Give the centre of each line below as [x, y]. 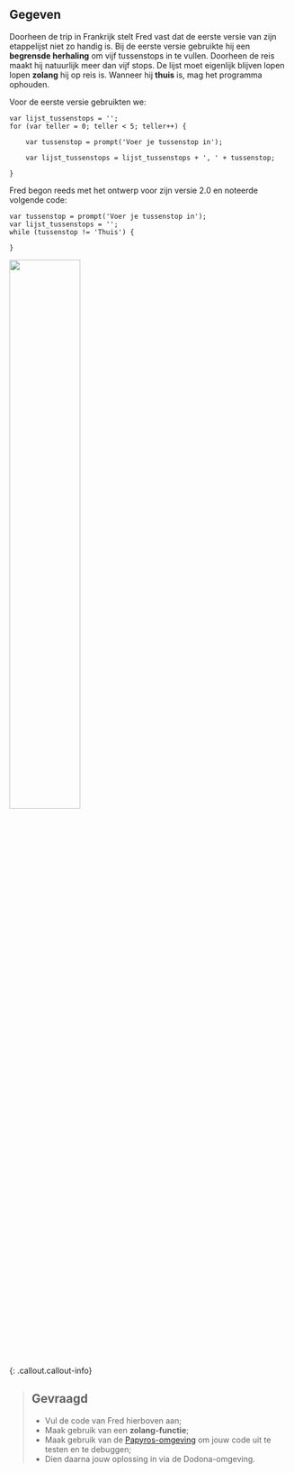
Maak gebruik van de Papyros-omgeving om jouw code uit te [158, 1440]
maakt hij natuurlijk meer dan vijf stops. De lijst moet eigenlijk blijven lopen [147, 65]
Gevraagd [59, 1399]
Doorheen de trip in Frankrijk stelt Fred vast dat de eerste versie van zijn [143, 36]
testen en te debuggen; [88, 1449]
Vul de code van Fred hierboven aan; [113, 1420]
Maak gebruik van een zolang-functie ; [116, 1430]
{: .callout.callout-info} [51, 1370]
